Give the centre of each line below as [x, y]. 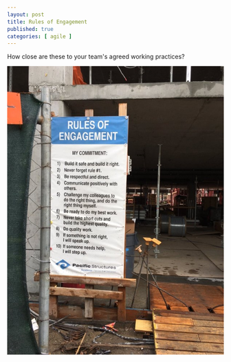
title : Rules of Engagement [47, 22]
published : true [30, 29]
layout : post [26, 14]
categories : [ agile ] [40, 36]
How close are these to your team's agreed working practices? [96, 57]
